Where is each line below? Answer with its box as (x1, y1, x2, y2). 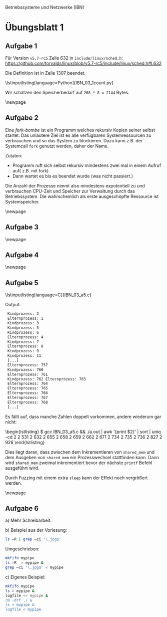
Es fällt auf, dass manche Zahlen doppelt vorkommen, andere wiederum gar (5, 414, 161, 420)
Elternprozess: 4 (7, 334, 43, 340)
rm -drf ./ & (5, 597, 32, 603)
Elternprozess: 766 (7, 390, 48, 395)
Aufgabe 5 (5, 278, 38, 287)
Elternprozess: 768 (7, 399, 48, 405)
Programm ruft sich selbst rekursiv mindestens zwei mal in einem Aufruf (12, 162, 161, 168)
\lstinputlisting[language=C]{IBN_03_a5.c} (5, 292, 91, 298)
